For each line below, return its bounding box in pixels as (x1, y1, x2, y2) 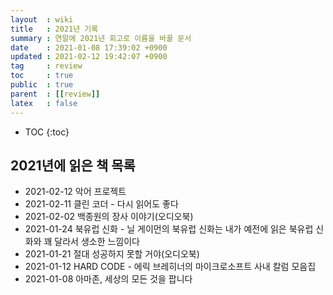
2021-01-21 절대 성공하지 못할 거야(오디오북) (24, 248, 200, 260)
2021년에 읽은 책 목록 (10, 157, 136, 174)
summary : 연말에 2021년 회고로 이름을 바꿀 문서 (10, 33, 192, 43)
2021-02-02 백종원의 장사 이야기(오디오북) (24, 211, 194, 223)
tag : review (10, 61, 83, 71)
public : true (10, 80, 74, 90)
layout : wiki (10, 14, 74, 25)
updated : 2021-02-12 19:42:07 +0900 (10, 52, 168, 62)
